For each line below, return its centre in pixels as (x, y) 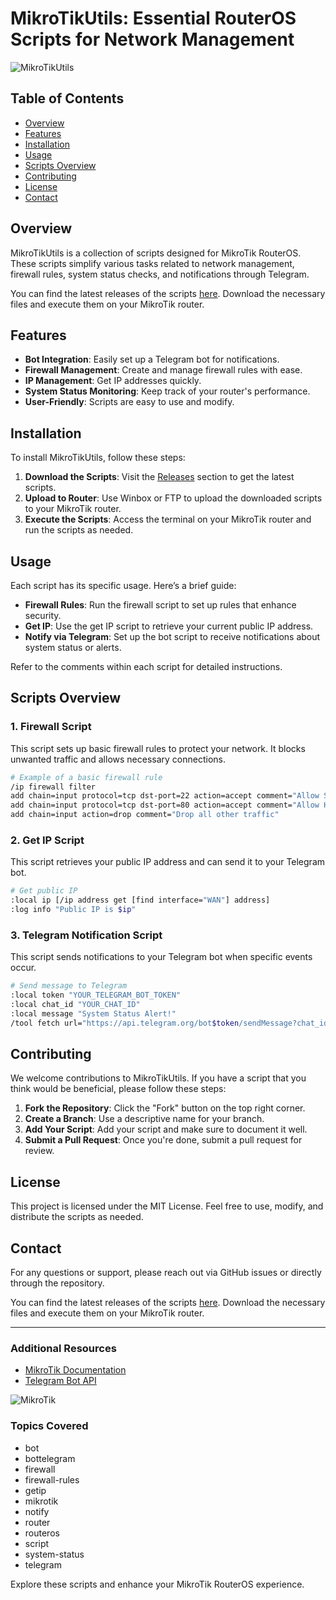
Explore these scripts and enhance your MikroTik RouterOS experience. (157, 1584)
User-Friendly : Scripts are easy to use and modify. (129, 402)
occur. (23, 968)
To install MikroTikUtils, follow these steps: (98, 458)
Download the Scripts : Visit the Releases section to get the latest (159, 477)
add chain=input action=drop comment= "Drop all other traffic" (145, 815)
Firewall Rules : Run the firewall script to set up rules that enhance (160, 605)
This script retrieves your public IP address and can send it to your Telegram (168, 862)
